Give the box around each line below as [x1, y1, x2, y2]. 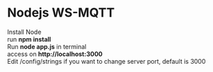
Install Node [7, 28, 42, 36]
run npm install [7, 35, 51, 43]
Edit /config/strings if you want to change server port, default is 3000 [7, 57, 206, 65]
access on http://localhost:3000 [7, 50, 103, 58]
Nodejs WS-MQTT [7, 5, 115, 21]
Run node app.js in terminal [7, 42, 87, 51]
